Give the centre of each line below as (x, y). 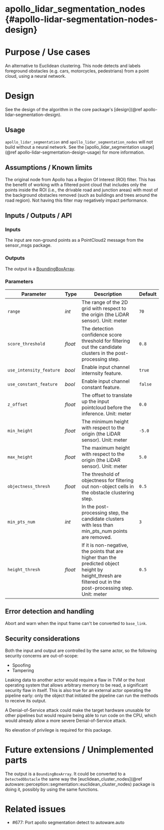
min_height (20, 431)
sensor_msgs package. (29, 245)
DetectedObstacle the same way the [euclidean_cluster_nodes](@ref (74, 779)
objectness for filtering (107, 480)
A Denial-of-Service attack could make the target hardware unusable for (78, 710)
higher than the (99, 557)
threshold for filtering (106, 341)
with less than (97, 525)
